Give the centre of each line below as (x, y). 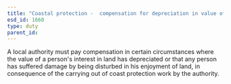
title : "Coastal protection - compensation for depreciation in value (112, 13)
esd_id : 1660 (26, 20)
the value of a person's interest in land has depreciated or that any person (112, 59)
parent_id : (23, 32)
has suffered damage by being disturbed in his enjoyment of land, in (104, 66)
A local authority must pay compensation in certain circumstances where (111, 52)
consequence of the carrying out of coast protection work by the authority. (113, 74)
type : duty (23, 26)
